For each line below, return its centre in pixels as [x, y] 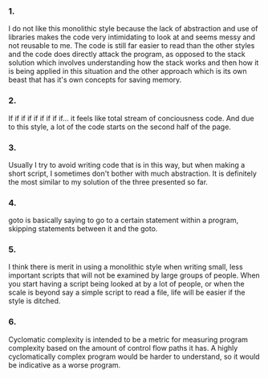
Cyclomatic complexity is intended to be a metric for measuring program [128, 339]
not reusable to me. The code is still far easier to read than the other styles [132, 46]
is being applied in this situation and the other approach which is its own [128, 71]
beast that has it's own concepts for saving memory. [95, 80]
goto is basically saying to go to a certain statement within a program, [124, 220]
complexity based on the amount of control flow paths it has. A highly [123, 348]
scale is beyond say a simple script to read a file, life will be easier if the [127, 293]
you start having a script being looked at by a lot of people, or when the [126, 284]
